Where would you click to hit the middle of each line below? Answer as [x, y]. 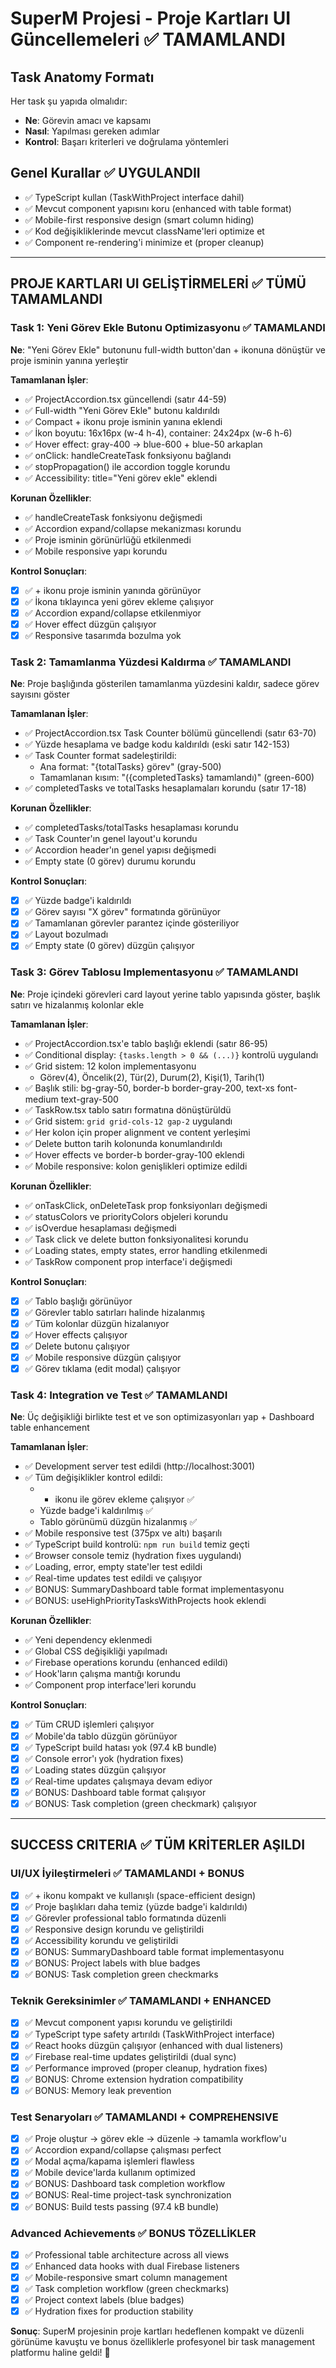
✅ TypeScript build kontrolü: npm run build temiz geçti [137, 1544]
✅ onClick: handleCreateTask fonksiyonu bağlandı [128, 455]
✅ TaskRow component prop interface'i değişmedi [128, 1261]
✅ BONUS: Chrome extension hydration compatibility [134, 2079]
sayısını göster [40, 694]
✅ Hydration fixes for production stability [109, 2311]
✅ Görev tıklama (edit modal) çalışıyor [103, 1369]
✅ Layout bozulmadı [66, 934]
